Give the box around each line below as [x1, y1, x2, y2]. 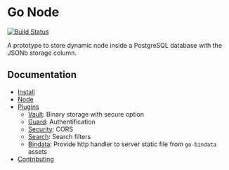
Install [17, 87, 35, 96]
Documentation [7, 69, 77, 81]
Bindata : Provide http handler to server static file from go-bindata [27, 140, 217, 148]
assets [27, 147, 48, 155]
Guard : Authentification [27, 117, 96, 126]
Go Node [7, 4, 60, 20]
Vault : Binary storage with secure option [27, 110, 145, 118]
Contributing [17, 155, 54, 163]
